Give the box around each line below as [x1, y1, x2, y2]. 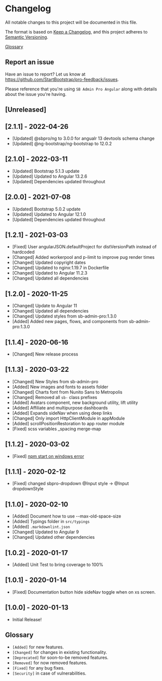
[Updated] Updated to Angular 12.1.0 [12, 211, 86, 217]
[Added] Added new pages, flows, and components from [12, 319, 128, 324]
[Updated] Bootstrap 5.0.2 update [12, 206, 81, 212]
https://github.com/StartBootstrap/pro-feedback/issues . [5, 76, 119, 82]
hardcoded [12, 249, 35, 255]
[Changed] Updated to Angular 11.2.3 [12, 270, 88, 276]
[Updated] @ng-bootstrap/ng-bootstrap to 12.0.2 [12, 140, 112, 146]
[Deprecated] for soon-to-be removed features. [12, 654, 109, 660]
